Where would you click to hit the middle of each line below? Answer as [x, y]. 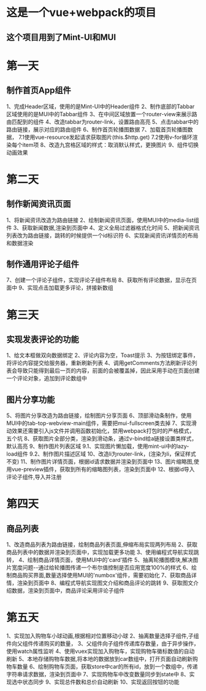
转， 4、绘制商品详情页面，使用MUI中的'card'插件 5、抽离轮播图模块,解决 [100, 560]
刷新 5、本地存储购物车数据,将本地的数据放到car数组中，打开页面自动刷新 [100, 659]
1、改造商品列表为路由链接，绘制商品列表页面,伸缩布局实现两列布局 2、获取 [102, 545]
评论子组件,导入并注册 [34, 477]
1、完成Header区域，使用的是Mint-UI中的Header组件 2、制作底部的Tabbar [101, 106]
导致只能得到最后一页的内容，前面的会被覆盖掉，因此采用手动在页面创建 [108, 371]
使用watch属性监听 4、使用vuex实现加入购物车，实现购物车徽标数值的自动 [101, 651]
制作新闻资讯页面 [39, 204]
